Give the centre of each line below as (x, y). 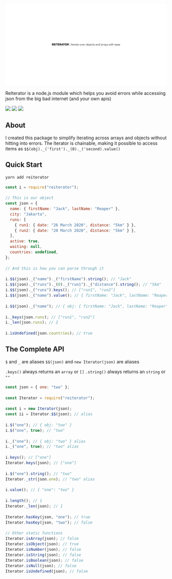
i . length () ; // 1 (24, 501)
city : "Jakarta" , (28, 214)
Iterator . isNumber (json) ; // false (43, 550)
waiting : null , (26, 247)
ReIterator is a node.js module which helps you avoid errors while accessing (85, 93)
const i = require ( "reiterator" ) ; (42, 187)
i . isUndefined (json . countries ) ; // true (49, 333)
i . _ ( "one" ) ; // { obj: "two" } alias (46, 441)
